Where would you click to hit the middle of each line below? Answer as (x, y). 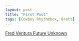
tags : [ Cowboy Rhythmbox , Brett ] (40, 19)
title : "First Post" (27, 14)
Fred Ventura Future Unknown (36, 33)
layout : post (19, 10)
